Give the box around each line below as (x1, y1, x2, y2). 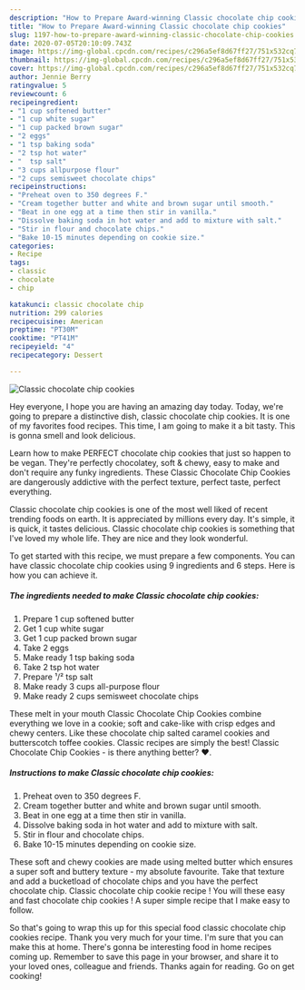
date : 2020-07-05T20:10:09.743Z (9, 38, 132, 48)
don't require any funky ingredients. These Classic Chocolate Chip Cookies (9, 467, 290, 478)
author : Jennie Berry (9, 73, 92, 82)
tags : (9, 258, 30, 268)
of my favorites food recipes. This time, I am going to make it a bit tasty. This (9, 420, 296, 431)
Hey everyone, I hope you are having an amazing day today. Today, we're (9, 401, 284, 411)
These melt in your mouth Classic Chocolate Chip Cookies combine (9, 708, 262, 718)
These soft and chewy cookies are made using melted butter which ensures (9, 856, 293, 867)
